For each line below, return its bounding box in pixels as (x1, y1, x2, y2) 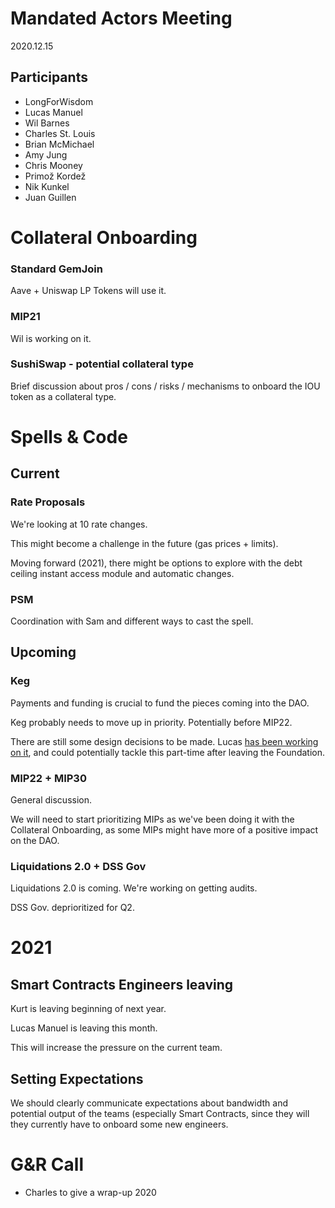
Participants (10, 69, 88, 86)
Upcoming (10, 644, 77, 661)
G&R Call (10, 1153, 84, 1176)
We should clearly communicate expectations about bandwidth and (10, 1097, 288, 1109)
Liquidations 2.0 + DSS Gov (10, 859, 147, 873)
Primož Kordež (24, 170, 87, 182)
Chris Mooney (24, 159, 83, 171)
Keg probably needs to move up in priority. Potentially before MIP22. (10, 716, 293, 728)
